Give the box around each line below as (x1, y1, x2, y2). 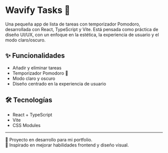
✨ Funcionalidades (5, 51, 65, 60)
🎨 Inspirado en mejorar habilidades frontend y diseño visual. (5, 142, 129, 148)
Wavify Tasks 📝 (5, 4, 70, 16)
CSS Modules (12, 122, 41, 128)
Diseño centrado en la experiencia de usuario (12, 80, 106, 86)
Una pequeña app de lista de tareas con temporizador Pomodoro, (5, 21, 140, 27)
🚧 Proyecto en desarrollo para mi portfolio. (5, 136, 92, 142)
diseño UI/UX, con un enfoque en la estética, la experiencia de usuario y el (5, 31, 159, 37)
